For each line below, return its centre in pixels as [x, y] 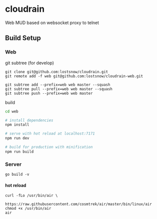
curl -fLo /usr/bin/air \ [31, 196]
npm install [17, 125]
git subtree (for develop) [30, 63]
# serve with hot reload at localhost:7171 [50, 134]
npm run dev [17, 138]
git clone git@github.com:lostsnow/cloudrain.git [57, 72]
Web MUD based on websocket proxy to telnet [52, 23]
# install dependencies [29, 120]
